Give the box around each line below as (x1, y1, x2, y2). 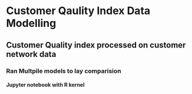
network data (6, 49, 57, 59)
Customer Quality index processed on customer (6, 40, 186, 50)
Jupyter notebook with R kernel (6, 81, 85, 89)
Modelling (6, 16, 57, 30)
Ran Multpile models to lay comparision (6, 66, 122, 75)
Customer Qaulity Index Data (6, 4, 151, 18)
